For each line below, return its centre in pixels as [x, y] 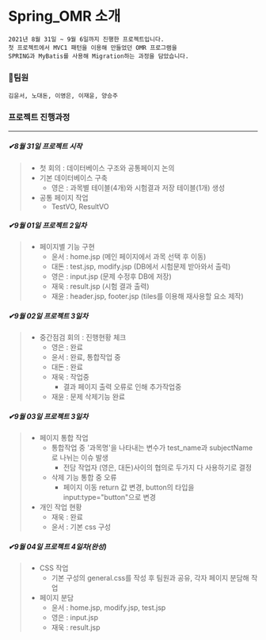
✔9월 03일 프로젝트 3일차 [48, 417]
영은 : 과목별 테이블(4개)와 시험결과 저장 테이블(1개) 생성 [138, 188]
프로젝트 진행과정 [39, 117]
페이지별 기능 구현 [67, 247]
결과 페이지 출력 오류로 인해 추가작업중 [122, 387]
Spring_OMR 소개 [65, 16]
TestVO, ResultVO [80, 206]
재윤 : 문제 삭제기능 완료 [88, 397]
